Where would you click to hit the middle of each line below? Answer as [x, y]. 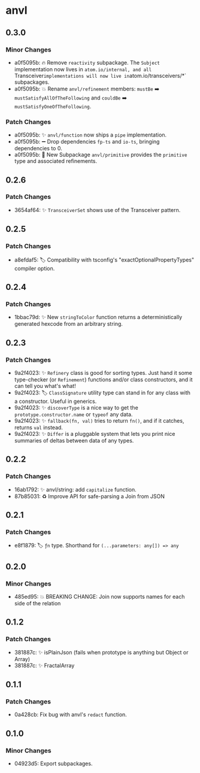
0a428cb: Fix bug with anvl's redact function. [70, 715]
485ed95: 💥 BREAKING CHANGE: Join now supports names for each [99, 596]
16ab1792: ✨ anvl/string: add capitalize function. [75, 489]
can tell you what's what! [45, 386]
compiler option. [34, 268]
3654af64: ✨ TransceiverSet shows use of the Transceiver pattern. [97, 210]
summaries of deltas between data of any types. [74, 440]
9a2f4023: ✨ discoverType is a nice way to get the [76, 407]
